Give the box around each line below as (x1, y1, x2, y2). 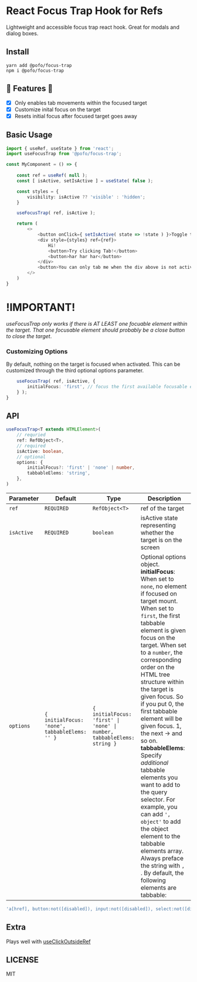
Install (6, 47, 29, 57)
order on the (140, 663, 175, 671)
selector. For (140, 795, 176, 803)
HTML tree (140, 670, 170, 679)
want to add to (140, 780, 181, 789)
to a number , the (140, 648, 183, 656)
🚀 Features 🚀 (6, 83, 53, 93)
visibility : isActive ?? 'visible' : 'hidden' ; (27, 194, 145, 200)
